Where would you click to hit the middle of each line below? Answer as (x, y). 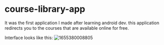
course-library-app (45, 9)
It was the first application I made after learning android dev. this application (82, 23)
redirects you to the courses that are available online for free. (67, 28)
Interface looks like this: (29, 38)
